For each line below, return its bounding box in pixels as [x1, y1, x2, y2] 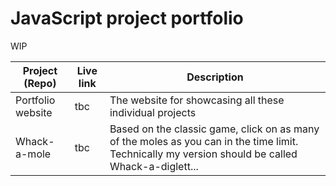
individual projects [109, 105, 197, 119]
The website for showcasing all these [109, 93, 285, 107]
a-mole [15, 147, 52, 161]
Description [186, 70, 244, 84]
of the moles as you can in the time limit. [109, 134, 299, 148]
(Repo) [23, 76, 57, 90]
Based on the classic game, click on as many [109, 122, 320, 136]
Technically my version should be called [109, 147, 298, 161]
